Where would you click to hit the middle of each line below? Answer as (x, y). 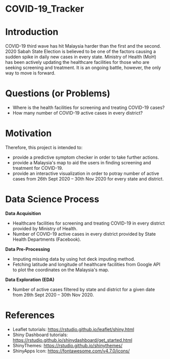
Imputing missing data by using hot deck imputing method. (74, 259)
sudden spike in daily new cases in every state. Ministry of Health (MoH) (81, 57)
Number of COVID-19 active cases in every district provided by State (84, 234)
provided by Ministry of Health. (45, 228)
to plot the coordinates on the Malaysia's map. (61, 270)
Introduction (32, 32)
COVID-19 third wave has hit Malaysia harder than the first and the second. (83, 46)
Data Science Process (52, 200)
